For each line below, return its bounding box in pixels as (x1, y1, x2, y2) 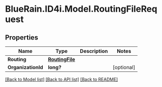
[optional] (112, 64, 135, 70)
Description (80, 48, 108, 54)
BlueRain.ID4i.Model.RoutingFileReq (5, 3, 158, 15)
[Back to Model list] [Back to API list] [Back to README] (5, 77, 118, 82)
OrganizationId (7, 64, 43, 70)
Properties (5, 33, 38, 42)
